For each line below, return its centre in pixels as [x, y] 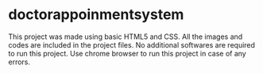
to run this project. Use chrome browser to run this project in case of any [127, 53]
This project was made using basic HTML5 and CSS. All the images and [126, 36]
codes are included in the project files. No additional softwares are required [132, 44]
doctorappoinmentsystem [96, 15]
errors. [19, 62]
